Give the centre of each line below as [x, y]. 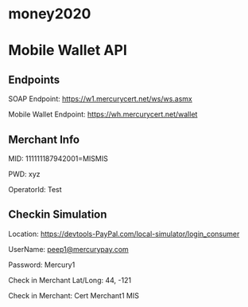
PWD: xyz [25, 174]
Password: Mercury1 [42, 265]
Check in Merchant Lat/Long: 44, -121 [70, 280]
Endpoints [34, 79]
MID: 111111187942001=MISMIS [58, 159]
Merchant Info [44, 139]
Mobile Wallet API [68, 51]
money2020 [50, 14]
